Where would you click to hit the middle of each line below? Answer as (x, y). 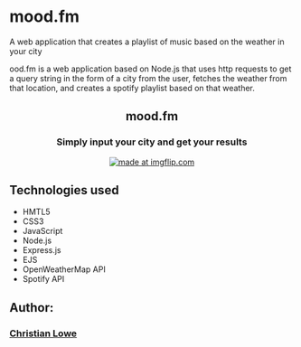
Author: (32, 308)
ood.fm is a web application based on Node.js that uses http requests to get (150, 69)
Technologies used (64, 190)
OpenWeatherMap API (64, 269)
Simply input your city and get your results (152, 142)
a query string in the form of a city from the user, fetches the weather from (148, 78)
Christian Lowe (43, 333)
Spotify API (43, 279)
